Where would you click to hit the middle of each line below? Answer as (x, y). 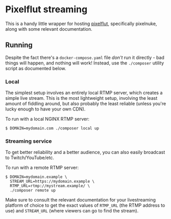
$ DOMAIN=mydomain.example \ (36, 177)
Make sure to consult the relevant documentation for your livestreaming (80, 200)
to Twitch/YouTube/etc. (30, 158)
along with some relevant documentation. (49, 29)
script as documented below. (36, 68)
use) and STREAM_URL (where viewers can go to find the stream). (72, 211)
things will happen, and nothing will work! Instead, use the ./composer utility (85, 63)
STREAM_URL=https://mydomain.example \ (52, 182)
